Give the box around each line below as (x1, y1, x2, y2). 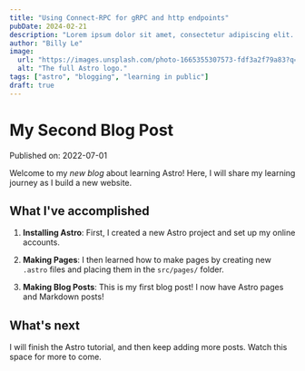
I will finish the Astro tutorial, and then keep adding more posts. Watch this (9, 342, 288, 353)
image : (9, 47, 34, 56)
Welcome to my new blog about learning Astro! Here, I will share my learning (9, 167, 296, 178)
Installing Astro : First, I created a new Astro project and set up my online (22, 228, 296, 239)
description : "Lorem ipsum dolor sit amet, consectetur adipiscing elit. (9, 30, 295, 39)
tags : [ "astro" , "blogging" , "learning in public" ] (9, 73, 209, 82)
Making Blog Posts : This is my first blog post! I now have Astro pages (22, 282, 284, 293)
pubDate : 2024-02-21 (9, 22, 88, 31)
